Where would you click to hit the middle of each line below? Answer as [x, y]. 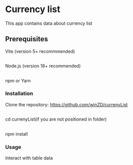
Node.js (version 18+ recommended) [43, 66]
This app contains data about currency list [49, 23]
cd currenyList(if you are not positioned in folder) [56, 119]
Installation [19, 93]
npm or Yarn [18, 80]
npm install [17, 134]
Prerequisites [27, 39]
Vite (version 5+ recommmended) [40, 51]
